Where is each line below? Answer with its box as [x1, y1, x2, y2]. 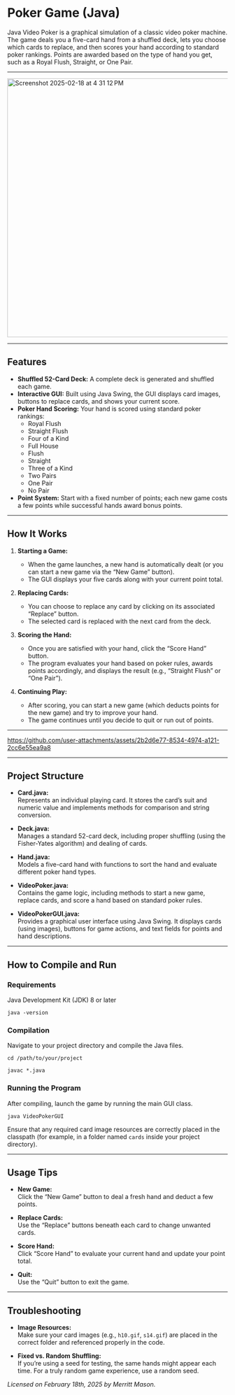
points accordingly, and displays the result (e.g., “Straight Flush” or [27, 666, 221, 674]
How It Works [7, 528, 68, 540]
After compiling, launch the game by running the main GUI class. [7, 1099, 193, 1107]
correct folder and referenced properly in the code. [17, 1338, 166, 1347]
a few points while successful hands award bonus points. [17, 501, 183, 509]
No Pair [27, 486, 50, 495]
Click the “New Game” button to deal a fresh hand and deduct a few [17, 1193, 213, 1201]
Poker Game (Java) [7, 5, 120, 21]
